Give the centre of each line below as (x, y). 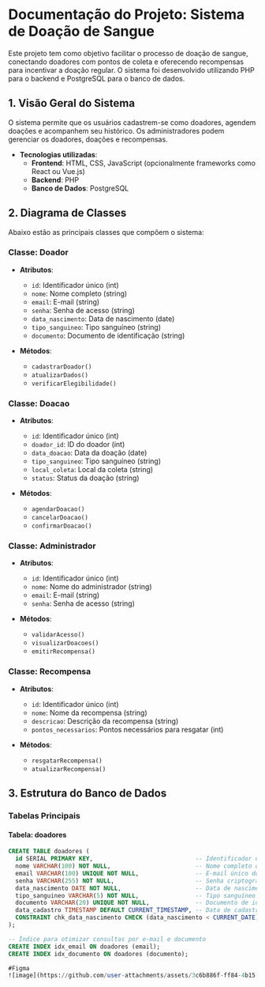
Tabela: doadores (37, 834)
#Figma (19, 968)
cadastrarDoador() (62, 367)
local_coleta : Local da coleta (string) (92, 470)
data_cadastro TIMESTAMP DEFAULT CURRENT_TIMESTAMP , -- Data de (123, 910)
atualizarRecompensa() (69, 769)
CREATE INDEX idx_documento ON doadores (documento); (99, 954)
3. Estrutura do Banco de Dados (88, 794)
